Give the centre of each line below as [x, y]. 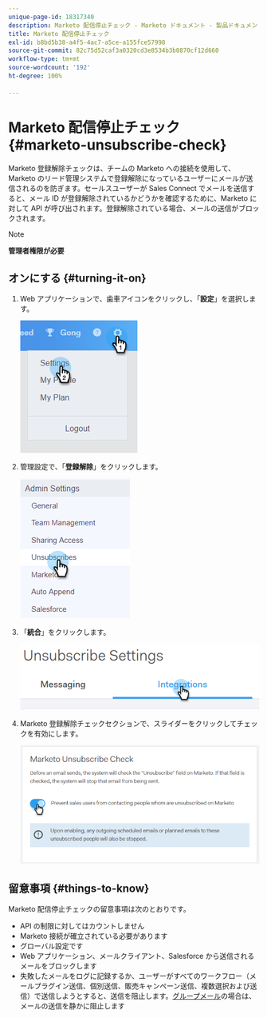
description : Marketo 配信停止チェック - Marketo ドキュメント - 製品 [118, 25]
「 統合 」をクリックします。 [65, 633]
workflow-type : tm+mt [44, 59]
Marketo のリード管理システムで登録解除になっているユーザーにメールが [127, 178]
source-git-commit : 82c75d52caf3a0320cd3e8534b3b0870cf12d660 [114, 51]
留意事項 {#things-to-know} [79, 888]
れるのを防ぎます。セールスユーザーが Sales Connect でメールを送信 [135, 188]
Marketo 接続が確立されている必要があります [94, 936]
